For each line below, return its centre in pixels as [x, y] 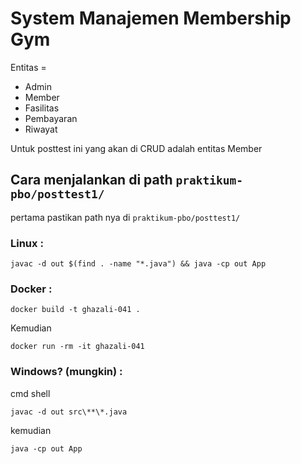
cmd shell [30, 393]
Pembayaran [51, 118]
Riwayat [41, 129]
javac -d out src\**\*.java [69, 412]
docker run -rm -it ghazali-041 [77, 347]
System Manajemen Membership [151, 18]
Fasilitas [42, 108]
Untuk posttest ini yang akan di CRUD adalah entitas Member [136, 148]
